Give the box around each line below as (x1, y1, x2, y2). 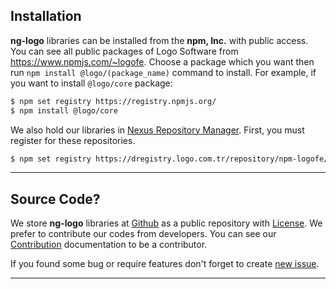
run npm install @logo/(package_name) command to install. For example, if (10, 66, 317, 78)
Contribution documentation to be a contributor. (10, 239, 208, 251)
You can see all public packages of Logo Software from (10, 45, 239, 57)
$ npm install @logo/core (10, 105, 118, 116)
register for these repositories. (10, 134, 136, 146)
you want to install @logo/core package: (10, 77, 173, 89)
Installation (10, 8, 82, 25)
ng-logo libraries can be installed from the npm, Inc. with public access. (10, 34, 309, 46)
